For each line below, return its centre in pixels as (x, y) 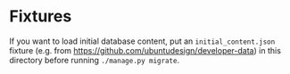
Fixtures (41, 16)
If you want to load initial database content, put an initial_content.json (142, 41)
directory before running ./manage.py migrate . (95, 60)
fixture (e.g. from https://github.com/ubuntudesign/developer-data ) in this (145, 50)
